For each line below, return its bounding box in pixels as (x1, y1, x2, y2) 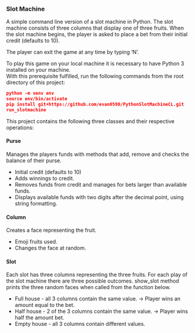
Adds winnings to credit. (14, 175, 75, 182)
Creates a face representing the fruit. (6, 227, 97, 234)
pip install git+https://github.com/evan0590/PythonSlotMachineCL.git (6, 101, 184, 108)
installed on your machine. (6, 66, 71, 73)
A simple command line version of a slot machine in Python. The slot (6, 18, 174, 25)
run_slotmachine (6, 107, 46, 113)
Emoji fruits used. (14, 238, 57, 245)
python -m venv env (6, 91, 55, 97)
